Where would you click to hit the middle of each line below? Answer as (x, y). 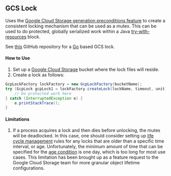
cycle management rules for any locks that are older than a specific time (88, 141)
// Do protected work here (43, 93)
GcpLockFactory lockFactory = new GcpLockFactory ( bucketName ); (74, 84)
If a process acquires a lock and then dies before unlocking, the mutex (87, 130)
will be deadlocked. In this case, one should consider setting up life (83, 136)
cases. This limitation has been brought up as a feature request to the (85, 157)
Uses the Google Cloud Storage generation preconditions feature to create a (85, 20)
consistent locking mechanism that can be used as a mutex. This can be (81, 26)
